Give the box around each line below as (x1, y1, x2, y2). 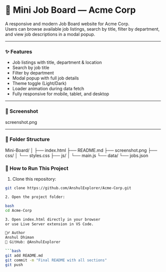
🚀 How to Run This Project (5, 165, 69, 172)
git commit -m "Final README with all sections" (5, 258, 107, 263)
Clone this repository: (12, 176, 56, 182)
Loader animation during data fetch (12, 86, 84, 92)
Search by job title (12, 65, 49, 71)
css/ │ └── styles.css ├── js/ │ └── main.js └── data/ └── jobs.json (5, 153, 148, 158)
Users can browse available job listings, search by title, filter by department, (5, 26, 160, 32)
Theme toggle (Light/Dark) (12, 80, 67, 86)
